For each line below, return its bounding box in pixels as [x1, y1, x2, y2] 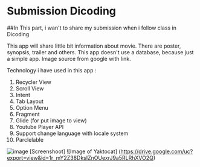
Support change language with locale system [15, 130, 129, 137]
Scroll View [15, 84, 44, 92]
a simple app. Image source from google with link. [7, 55, 132, 62]
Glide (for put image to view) [15, 116, 87, 124]
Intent [15, 91, 31, 98]
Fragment [15, 110, 40, 118]
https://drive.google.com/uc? [120, 148, 193, 155]
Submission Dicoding [7, 4, 117, 18]
